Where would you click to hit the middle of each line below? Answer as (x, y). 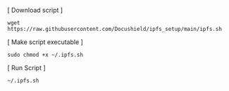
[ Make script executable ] (45, 42)
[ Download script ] (35, 10)
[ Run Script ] (26, 68)
